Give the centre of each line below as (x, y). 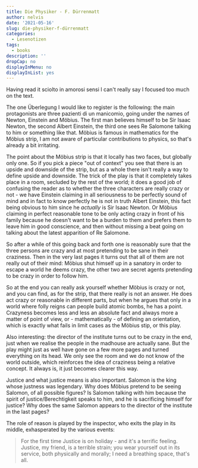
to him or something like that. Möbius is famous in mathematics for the (92, 133)
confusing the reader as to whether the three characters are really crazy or (98, 189)
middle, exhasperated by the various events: (60, 430)
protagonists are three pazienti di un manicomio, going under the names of (98, 114)
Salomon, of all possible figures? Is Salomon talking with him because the (96, 393)
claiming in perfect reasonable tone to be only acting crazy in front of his (95, 214)
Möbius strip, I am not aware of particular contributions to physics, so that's (99, 139)
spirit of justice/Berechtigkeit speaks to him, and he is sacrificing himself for (99, 399)
